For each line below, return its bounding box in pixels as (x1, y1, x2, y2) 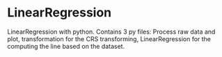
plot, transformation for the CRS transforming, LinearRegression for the (7, 34, 211, 43)
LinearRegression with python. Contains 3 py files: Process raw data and (7, 27, 216, 36)
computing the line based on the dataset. (7, 42, 125, 50)
